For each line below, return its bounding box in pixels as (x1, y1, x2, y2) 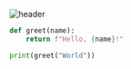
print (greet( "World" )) (9, 51, 96, 60)
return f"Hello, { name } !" (25, 34, 125, 44)
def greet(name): (9, 26, 76, 35)
